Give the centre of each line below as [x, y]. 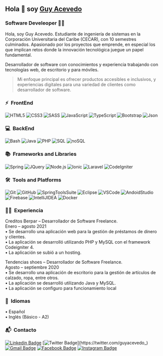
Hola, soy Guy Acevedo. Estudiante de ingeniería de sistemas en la [73, 34]
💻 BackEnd [20, 128]
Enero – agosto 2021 [26, 226]
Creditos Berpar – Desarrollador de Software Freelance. [62, 221]
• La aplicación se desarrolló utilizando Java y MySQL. [61, 283]
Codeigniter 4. [20, 248]
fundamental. [18, 55]
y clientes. [16, 237]
